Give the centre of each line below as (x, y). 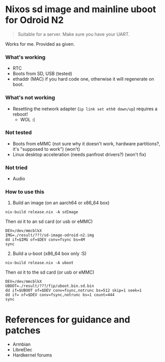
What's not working (30, 97)
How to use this (25, 192)
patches (23, 330)
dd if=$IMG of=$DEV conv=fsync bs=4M (45, 240)
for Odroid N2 (35, 20)
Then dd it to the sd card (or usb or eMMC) (50, 272)
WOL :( (28, 119)
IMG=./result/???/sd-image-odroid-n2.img (50, 235)
